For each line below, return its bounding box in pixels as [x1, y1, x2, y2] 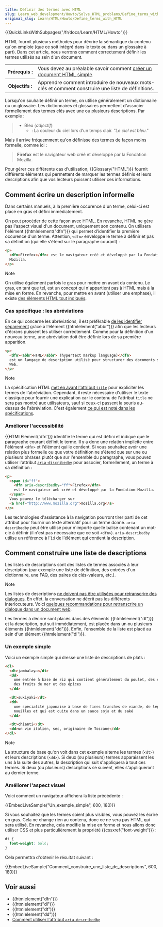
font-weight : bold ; [9, 841, 49, 846]
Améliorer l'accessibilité [5, 423, 64, 430]
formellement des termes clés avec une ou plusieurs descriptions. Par [5, 108, 145, 114]
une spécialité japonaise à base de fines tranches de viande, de [14, 704, 151, 709]
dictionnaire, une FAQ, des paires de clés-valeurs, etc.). [5, 572, 116, 578]
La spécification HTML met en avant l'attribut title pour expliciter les [5, 384, 144, 391]
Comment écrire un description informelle [5, 190, 135, 199]
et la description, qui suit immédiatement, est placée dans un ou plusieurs [5, 621, 152, 627]
